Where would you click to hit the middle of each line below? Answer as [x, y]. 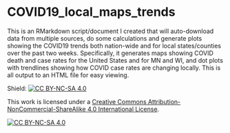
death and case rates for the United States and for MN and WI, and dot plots [115, 60]
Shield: [17, 88]
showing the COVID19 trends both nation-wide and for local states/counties [114, 45]
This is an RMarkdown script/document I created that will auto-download [111, 31]
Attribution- [164, 101]
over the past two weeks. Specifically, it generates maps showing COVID [110, 53]
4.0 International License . [123, 109]
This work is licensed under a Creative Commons [77, 101]
